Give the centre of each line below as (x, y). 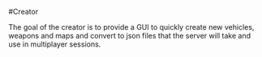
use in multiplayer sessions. (55, 44)
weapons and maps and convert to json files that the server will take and (130, 36)
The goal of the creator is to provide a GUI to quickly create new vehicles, (131, 27)
